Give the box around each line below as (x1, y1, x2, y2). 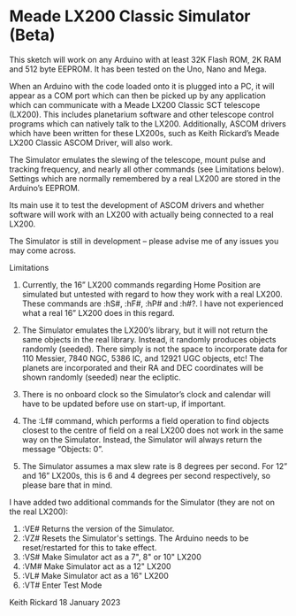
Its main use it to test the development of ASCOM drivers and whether (9, 199, 265, 210)
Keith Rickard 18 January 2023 (9, 597, 121, 607)
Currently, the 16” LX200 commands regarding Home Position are (21, 279, 261, 289)
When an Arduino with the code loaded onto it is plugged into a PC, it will (9, 81, 275, 91)
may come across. (9, 245, 77, 256)
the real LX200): (9, 506, 69, 517)
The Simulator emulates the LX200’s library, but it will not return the (21, 325, 268, 335)
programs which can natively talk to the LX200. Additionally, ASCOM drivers (9, 118, 287, 129)
